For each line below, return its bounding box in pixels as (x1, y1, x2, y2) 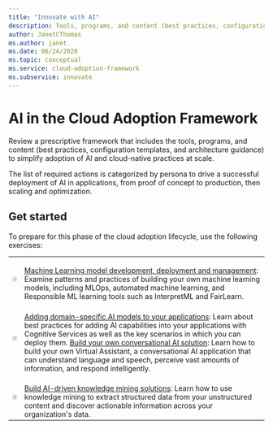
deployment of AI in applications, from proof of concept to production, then (8, 177, 261, 187)
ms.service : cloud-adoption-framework (8, 65, 140, 73)
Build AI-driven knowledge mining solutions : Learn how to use (24, 383, 233, 393)
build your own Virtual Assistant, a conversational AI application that (24, 346, 252, 356)
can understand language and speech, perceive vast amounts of (24, 354, 240, 365)
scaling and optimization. (8, 186, 93, 196)
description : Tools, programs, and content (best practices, (8, 21, 220, 30)
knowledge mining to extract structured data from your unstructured (24, 392, 253, 401)
